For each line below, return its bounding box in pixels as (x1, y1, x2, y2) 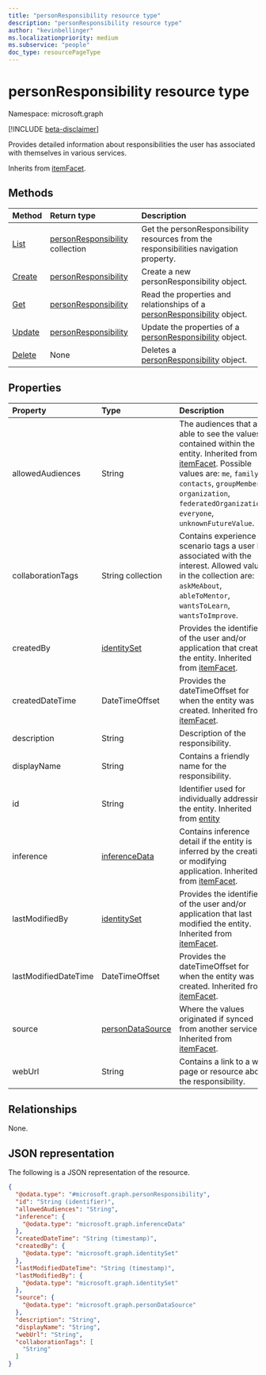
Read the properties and (141, 289, 231, 300)
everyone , (179, 507, 215, 518)
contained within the (179, 438, 255, 449)
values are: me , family (179, 467, 259, 478)
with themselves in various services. (8, 148, 127, 157)
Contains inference (179, 826, 250, 837)
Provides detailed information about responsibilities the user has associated (8, 140, 256, 149)
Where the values (179, 1003, 245, 1014)
